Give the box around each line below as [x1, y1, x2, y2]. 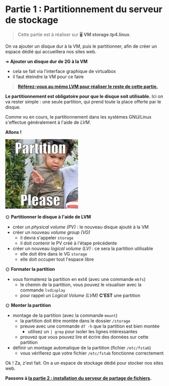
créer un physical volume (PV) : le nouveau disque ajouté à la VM [12, 224, 149, 230]
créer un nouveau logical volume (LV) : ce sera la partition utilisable [12, 245, 153, 252]
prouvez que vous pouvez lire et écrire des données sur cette [20, 334, 149, 340]
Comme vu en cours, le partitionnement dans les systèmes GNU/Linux [5, 114, 152, 120]
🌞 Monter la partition [5, 302, 52, 308]
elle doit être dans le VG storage [20, 251, 88, 257]
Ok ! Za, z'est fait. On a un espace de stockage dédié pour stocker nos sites [5, 360, 163, 366]
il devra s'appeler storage [20, 234, 74, 240]
